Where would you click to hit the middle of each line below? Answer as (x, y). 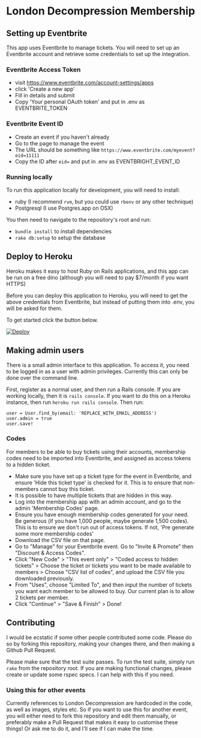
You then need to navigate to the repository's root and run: (79, 219)
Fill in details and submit (45, 96)
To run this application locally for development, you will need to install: (93, 190)
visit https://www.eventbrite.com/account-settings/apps (84, 83)
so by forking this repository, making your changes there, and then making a (100, 644)
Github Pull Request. (31, 650)
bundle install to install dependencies (63, 231)
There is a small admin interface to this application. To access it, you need (98, 365)
